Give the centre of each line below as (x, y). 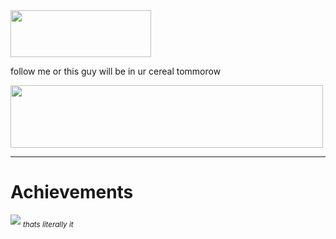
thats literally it (48, 224)
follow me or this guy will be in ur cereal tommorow (116, 71)
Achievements (72, 192)
